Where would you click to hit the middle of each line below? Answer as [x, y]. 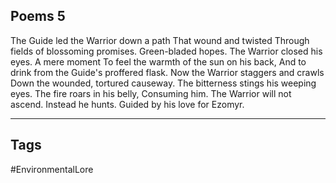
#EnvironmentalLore [52, 169]
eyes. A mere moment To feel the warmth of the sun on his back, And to [158, 61]
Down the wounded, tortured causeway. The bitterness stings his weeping [163, 83]
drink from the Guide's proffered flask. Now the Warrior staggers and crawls [167, 72]
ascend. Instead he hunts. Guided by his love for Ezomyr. [127, 104]
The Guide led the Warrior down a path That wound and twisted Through [160, 40]
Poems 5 [38, 16]
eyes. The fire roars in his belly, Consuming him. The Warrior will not [151, 93]
